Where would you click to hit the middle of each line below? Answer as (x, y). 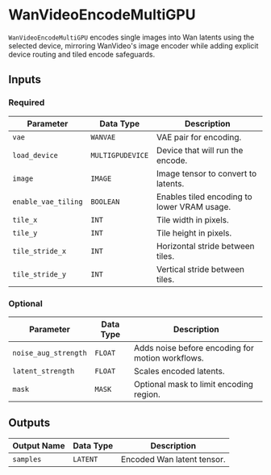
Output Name (39, 445)
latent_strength (44, 371)
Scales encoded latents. (179, 371)
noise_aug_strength (50, 353)
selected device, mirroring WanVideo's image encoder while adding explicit (133, 45)
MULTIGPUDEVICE (120, 155)
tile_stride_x (40, 251)
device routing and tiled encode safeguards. (82, 54)
